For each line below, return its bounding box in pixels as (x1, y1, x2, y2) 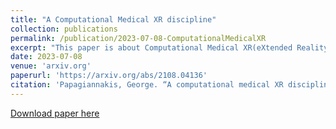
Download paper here (10, 107, 100, 119)
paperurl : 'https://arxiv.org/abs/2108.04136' (10, 71, 208, 81)
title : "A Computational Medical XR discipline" (10, 14, 217, 25)
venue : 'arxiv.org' (10, 61, 92, 71)
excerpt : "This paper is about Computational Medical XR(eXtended (10, 42, 293, 53)
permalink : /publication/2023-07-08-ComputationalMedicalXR (10, 33, 267, 43)
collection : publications (10, 24, 118, 34)
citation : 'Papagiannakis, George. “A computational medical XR (10, 80, 284, 90)
